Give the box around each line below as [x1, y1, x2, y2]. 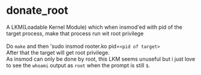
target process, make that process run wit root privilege [6, 29, 144, 37]
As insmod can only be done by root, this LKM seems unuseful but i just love [6, 55, 196, 62]
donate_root [6, 4, 68, 17]
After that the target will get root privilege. [6, 49, 110, 56]
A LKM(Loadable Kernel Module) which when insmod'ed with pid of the [6, 23, 183, 31]
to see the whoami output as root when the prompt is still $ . [6, 61, 151, 69]
